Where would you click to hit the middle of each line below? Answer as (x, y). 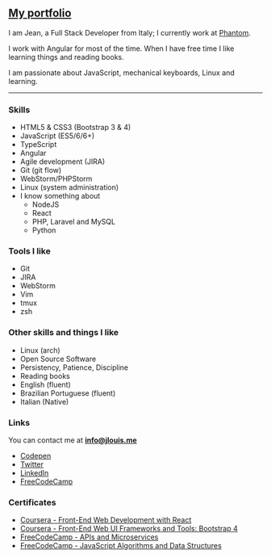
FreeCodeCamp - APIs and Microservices (89, 537)
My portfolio (40, 13)
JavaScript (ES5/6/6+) (57, 136)
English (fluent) (45, 384)
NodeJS (46, 204)
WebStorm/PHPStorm (56, 179)
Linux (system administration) (69, 187)
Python (44, 230)
